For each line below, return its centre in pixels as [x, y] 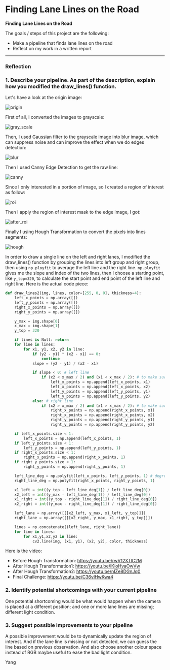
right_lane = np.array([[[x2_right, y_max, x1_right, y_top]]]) [83, 518]
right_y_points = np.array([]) [47, 312]
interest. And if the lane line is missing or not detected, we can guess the [81, 642]
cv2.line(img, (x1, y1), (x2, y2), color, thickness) [90, 541]
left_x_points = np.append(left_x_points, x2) [100, 387]
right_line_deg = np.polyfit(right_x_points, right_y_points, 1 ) [85, 481]
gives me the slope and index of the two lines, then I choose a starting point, [85, 273]
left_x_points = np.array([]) [46, 298]
